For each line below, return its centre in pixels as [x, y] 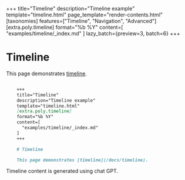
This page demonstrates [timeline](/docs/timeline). [83, 160]
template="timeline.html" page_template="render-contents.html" [85, 15]
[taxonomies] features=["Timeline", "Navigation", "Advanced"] [81, 21]
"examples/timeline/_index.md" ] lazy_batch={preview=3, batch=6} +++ [93, 34]
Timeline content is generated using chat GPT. [62, 171]
